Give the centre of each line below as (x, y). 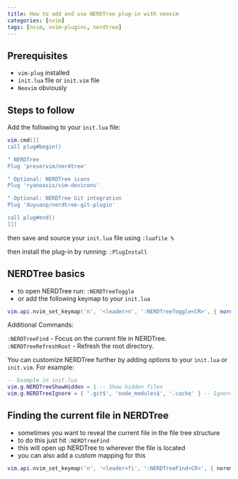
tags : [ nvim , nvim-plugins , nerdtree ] (64, 27)
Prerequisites (38, 56)
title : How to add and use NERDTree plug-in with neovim (93, 14)
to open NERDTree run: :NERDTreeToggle (76, 291)
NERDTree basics (46, 274)
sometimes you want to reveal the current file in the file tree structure (119, 432)
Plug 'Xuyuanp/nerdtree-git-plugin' (61, 205)
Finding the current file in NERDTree (88, 416)
